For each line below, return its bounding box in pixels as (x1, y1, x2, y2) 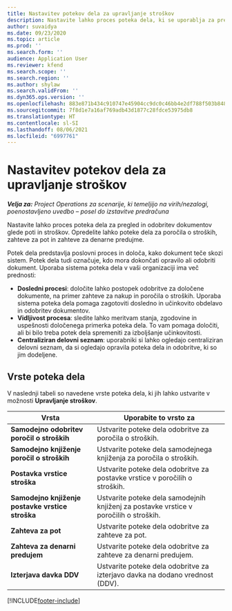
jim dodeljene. (17, 351, 57, 359)
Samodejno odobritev (10, 425, 84, 434)
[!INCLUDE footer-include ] (7, 596, 81, 605)
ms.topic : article (7, 36, 60, 43)
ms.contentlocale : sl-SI (7, 119, 79, 127)
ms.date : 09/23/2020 (7, 29, 67, 37)
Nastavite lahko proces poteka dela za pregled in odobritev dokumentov (7, 221, 213, 229)
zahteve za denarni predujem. (97, 550, 193, 560)
